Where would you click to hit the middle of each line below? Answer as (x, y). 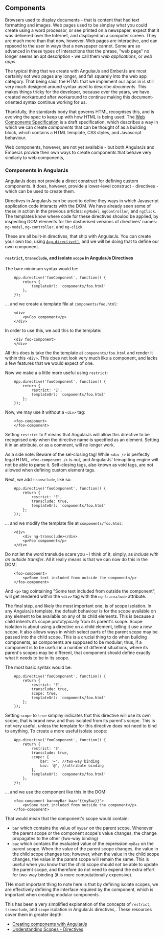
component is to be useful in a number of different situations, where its (77, 648)
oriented (13, 102)
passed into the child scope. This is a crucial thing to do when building (76, 637)
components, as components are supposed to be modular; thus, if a (73, 642)
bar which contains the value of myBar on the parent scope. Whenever (82, 828)
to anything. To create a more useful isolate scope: (56, 731)
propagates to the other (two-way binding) (55, 839)
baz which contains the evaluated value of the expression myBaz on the (83, 843)
